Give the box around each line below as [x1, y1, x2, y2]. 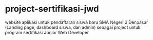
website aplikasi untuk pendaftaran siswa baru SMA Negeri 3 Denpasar [5, 19, 148, 25]
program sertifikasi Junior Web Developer [5, 29, 89, 35]
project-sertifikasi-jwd [5, 3, 99, 14]
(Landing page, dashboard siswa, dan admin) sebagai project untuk [5, 24, 141, 30]
